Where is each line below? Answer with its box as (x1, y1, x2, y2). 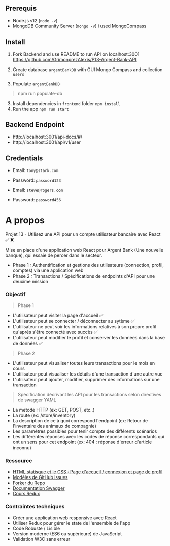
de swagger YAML (17, 397, 57, 403)
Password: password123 (12, 177, 61, 183)
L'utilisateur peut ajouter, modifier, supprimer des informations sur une (12, 377, 160, 383)
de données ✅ (12, 340, 43, 347)
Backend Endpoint (5, 120, 64, 129)
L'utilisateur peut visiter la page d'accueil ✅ (12, 312, 104, 319)
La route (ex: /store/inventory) (12, 412, 76, 418)
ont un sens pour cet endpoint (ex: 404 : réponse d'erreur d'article (12, 439, 152, 446)
